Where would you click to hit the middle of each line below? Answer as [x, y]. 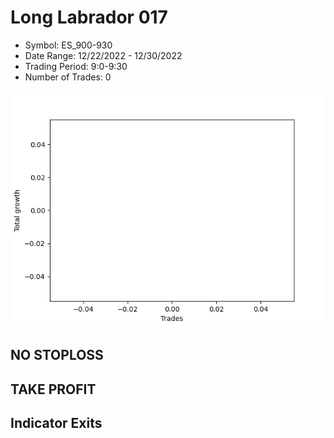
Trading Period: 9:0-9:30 [76, 66]
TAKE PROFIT [53, 389]
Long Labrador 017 [89, 17]
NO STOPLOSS [57, 355]
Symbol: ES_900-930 [68, 45]
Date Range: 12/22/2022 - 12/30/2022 [103, 55]
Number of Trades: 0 [68, 77]
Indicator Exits [56, 423]
